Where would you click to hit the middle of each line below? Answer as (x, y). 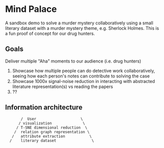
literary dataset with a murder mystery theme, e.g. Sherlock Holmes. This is (82, 28)
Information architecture (44, 108)
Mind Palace (31, 9)
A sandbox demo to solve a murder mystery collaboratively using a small (79, 23)
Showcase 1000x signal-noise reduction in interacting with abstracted (83, 81)
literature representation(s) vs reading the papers (62, 86)
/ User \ (52, 119)
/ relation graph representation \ (52, 132)
